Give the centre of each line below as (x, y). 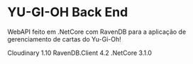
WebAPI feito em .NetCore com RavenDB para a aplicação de (97, 32)
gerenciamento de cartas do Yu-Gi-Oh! (65, 39)
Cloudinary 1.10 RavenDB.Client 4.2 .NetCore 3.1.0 (80, 53)
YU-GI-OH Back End (68, 12)
